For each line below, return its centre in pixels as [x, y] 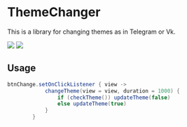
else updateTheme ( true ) [92, 104]
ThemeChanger [54, 12]
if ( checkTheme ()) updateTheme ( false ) [114, 98]
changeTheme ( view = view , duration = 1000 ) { [112, 91]
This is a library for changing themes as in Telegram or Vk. [92, 32]
